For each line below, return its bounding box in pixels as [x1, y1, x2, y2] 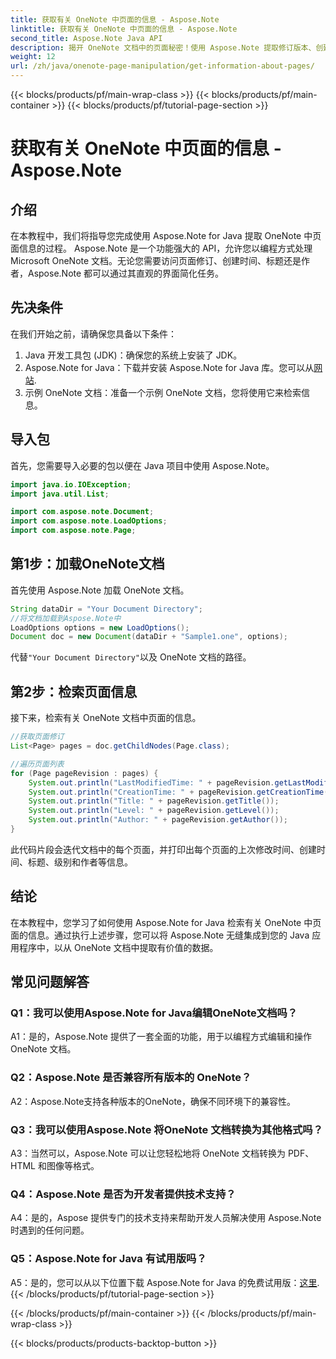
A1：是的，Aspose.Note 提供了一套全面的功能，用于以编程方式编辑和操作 [10, 1031, 312, 1043]
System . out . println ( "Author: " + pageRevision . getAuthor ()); [28, 815, 288, 825]
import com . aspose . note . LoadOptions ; [10, 516, 168, 526]
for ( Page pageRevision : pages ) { [10, 768, 159, 778]
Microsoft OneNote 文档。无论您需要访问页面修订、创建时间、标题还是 [10, 255, 302, 266]
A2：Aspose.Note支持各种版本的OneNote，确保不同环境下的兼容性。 [10, 1095, 297, 1107]
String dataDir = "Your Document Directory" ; [10, 604, 203, 614]
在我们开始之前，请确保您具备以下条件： [10, 327, 177, 340]
